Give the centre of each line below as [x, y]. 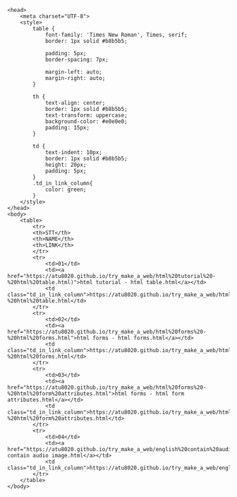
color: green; [66, 189]
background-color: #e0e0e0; [86, 122]
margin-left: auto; [73, 72]
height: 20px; [66, 165]
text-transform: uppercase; [86, 115]
